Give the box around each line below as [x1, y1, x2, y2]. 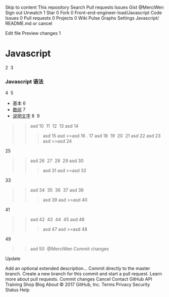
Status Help [5, 287, 30, 293]
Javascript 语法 [5, 78, 44, 85]
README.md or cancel [5, 20, 52, 26]
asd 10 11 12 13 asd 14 [30, 123, 79, 129]
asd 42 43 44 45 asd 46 [30, 217, 85, 223]
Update [5, 256, 21, 262]
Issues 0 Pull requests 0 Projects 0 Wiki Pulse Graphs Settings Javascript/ [5, 15, 159, 21]
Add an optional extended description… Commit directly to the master [5, 265, 150, 272]
